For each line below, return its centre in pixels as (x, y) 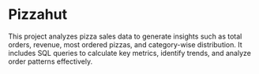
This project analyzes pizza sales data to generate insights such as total (125, 36)
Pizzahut (38, 15)
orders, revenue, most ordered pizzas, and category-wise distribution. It (125, 44)
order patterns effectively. (51, 61)
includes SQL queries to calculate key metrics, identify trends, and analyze (129, 53)
